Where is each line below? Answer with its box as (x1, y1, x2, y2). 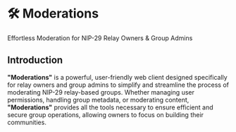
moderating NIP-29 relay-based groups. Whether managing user (7, 88, 195, 96)
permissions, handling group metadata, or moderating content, (7, 95, 190, 104)
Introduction (7, 54, 63, 66)
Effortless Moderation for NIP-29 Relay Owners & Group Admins (7, 33, 193, 42)
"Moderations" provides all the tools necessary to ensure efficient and (7, 103, 213, 112)
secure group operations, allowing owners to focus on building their (7, 110, 204, 119)
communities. (7, 118, 47, 126)
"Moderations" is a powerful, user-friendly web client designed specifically (7, 73, 228, 81)
